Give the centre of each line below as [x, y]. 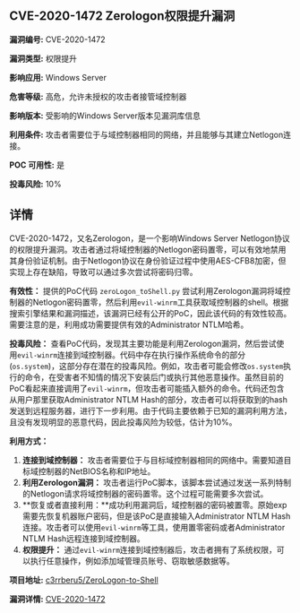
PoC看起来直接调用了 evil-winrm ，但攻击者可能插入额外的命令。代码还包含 [147, 388]
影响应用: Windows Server [58, 77]
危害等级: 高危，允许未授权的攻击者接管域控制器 [98, 96]
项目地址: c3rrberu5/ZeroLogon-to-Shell [84, 580]
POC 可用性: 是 [37, 165]
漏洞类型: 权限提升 [43, 58]
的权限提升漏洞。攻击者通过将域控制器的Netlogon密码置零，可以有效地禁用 [148, 249]
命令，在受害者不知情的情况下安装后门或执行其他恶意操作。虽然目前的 [154, 377]
